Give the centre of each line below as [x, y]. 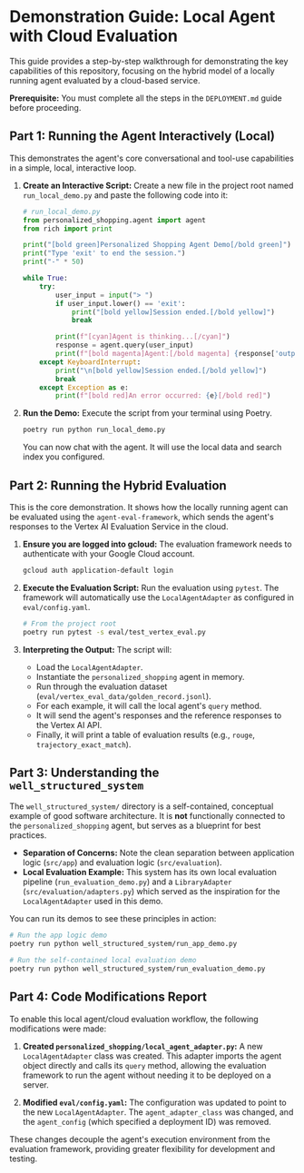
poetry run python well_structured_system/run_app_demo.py [123, 944]
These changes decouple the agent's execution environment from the [140, 1139]
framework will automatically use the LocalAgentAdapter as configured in [158, 597]
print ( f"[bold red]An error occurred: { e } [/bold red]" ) [163, 396]
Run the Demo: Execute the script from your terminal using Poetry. [147, 413]
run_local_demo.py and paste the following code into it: [125, 195]
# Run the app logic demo [58, 936]
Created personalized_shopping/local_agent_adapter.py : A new [142, 1046]
